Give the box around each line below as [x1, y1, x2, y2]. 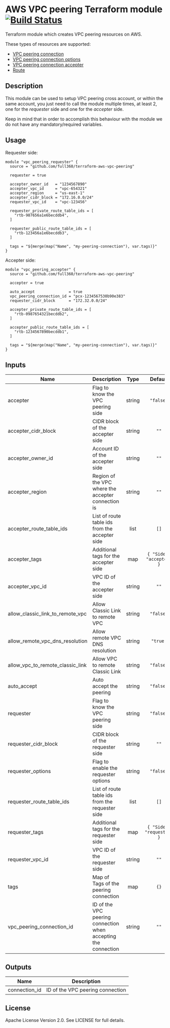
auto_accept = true [10, 289, 82, 294]
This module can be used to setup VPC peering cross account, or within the [5, 95, 163, 101]
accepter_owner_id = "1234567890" [10, 181, 87, 186]
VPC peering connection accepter [12, 61, 84, 68]
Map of [92, 874, 110, 881]
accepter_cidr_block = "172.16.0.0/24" [10, 195, 94, 200]
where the [92, 485, 116, 492]
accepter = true [10, 280, 44, 285]
